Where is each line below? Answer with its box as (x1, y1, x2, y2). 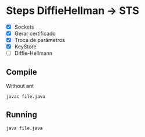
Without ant (6, 83, 34, 90)
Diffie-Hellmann (14, 50, 53, 57)
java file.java (6, 125, 43, 131)
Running (6, 110, 38, 120)
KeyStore (14, 43, 37, 50)
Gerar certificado (14, 30, 56, 37)
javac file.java (6, 94, 45, 100)
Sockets (14, 23, 34, 30)
